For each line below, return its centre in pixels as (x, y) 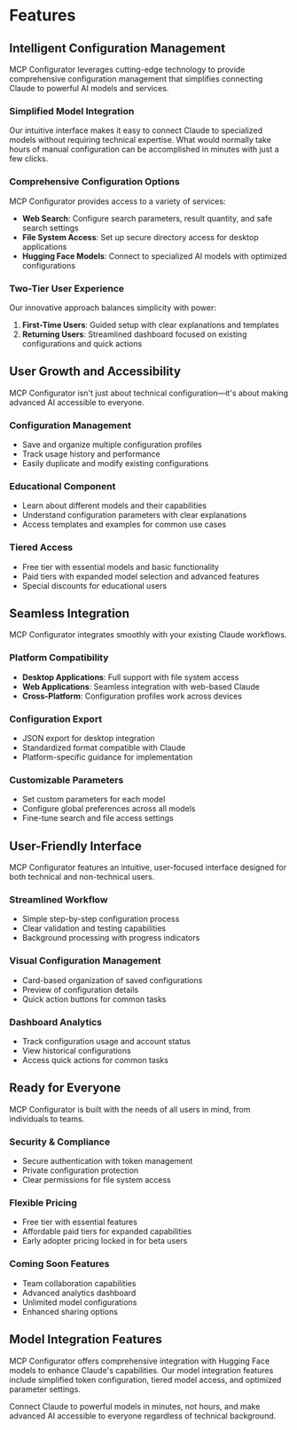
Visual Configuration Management (85, 961)
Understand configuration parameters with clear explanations (134, 515)
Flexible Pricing (43, 1203)
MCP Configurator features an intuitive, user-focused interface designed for (148, 867)
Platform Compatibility (59, 658)
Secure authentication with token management (107, 1161)
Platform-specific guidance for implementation (107, 757)
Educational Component (63, 486)
